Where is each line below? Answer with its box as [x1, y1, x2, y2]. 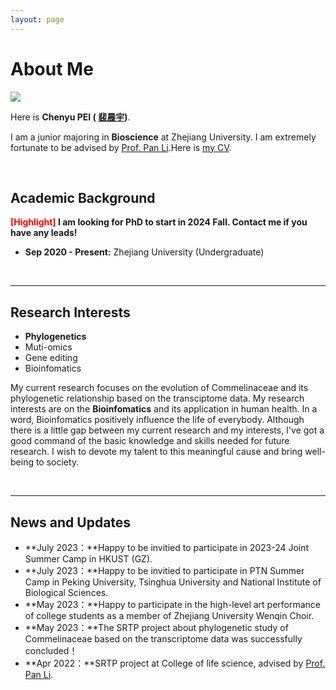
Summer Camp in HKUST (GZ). [24, 553, 153, 565]
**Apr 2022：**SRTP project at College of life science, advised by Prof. [24, 657, 326, 669]
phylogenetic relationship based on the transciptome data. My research [10, 392, 305, 405]
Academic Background [10, 189, 156, 206]
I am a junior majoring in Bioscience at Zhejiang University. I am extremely [10, 131, 317, 143]
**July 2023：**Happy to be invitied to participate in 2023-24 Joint [24, 542, 310, 553]
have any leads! [10, 227, 78, 239]
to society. [35, 456, 80, 468]
